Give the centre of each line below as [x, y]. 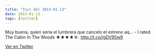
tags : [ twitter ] [21, 18]
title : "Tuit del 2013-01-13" [36, 9]
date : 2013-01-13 [23, 14]
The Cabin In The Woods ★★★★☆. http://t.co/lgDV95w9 [64, 37]
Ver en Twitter [19, 47]
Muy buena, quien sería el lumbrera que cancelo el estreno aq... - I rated [78, 32]
